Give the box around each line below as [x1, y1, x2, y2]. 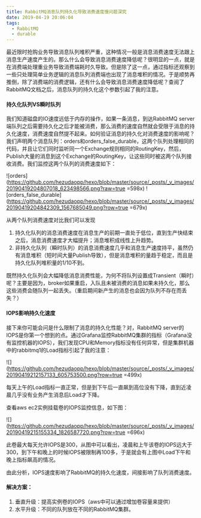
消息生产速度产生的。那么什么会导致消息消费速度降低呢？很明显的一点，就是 [6, 56, 195, 63]
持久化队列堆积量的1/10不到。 [14, 259, 88, 267]
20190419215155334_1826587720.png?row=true [6, 429, 126, 436]
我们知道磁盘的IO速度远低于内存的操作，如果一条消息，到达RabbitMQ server [6, 115, 195, 122]
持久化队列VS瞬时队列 [6, 100, 61, 108]
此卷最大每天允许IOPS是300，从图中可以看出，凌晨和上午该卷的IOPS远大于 [6, 441, 193, 448]
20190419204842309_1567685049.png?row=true [6, 204, 129, 211]
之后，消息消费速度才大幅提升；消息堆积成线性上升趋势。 [14, 236, 157, 244]
